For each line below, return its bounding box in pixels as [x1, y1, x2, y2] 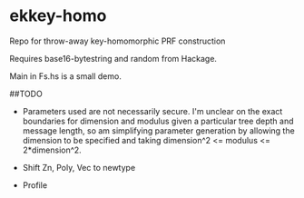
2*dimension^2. [22, 144, 82, 155]
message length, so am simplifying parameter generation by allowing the [22, 124, 295, 136]
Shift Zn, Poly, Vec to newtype [22, 162, 136, 173]
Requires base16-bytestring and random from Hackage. [9, 53, 218, 64]
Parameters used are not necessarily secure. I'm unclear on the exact [22, 105, 283, 116]
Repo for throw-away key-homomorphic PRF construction [9, 35, 226, 46]
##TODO [9, 88, 43, 99]
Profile [22, 179, 48, 191]
